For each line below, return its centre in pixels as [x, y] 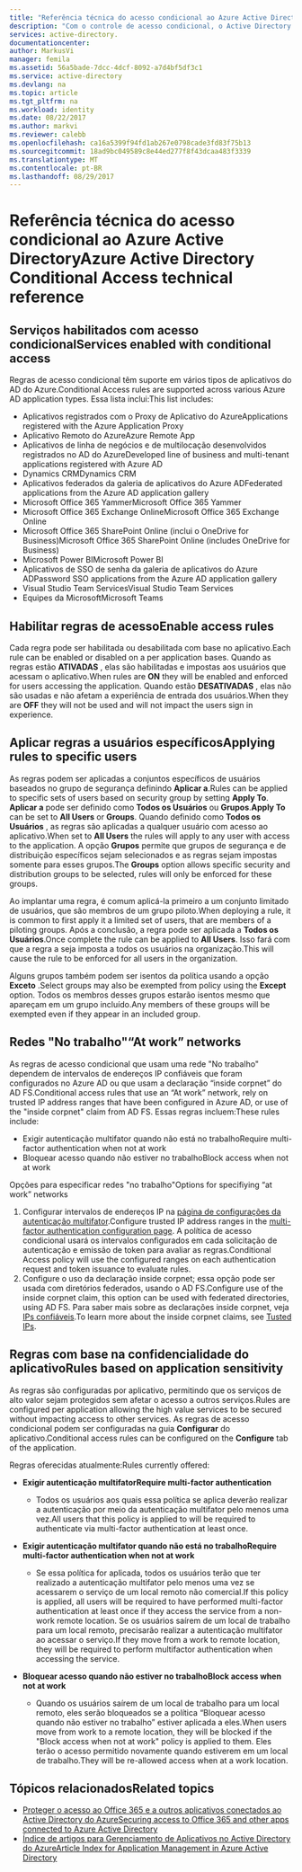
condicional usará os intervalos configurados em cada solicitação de [150, 1240]
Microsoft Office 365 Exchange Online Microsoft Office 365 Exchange [151, 512]
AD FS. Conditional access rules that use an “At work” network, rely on [138, 1092]
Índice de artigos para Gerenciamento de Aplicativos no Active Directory [156, 1839]
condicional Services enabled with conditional [140, 344]
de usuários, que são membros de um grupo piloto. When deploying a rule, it [150, 910]
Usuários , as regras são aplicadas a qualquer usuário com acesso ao [138, 826]
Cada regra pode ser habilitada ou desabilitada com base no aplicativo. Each [150, 648]
